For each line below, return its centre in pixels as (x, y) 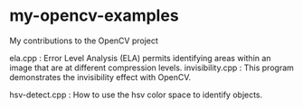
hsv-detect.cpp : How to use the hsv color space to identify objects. (136, 95)
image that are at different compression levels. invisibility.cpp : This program (151, 68)
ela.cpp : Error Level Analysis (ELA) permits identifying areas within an (140, 58)
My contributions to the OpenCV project (84, 41)
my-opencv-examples (94, 16)
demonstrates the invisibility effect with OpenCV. (100, 77)
